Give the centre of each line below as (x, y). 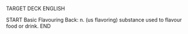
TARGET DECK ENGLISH (36, 8)
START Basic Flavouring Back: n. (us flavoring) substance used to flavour (94, 20)
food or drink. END (29, 26)
